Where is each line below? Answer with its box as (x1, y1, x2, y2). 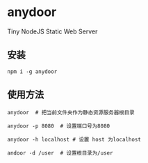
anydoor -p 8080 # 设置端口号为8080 (7, 123, 110, 130)
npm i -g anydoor (7, 68, 58, 75)
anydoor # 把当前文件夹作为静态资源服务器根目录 (7, 109, 135, 116)
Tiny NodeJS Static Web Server (7, 27, 98, 36)
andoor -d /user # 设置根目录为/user (7, 149, 113, 157)
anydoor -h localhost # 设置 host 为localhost (7, 136, 141, 143)
